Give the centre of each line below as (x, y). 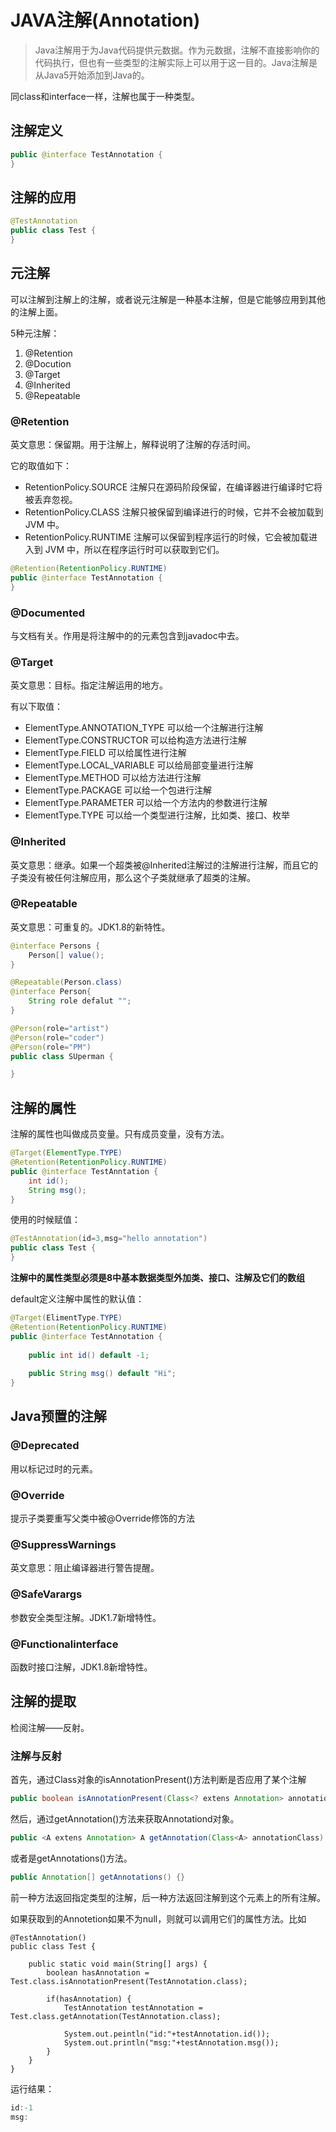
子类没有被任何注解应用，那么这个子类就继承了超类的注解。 (133, 877)
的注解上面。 (36, 312)
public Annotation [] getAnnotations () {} (98, 1877)
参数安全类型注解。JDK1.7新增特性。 (86, 1617)
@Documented (48, 613)
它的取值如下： (41, 466)
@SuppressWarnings (63, 1544)
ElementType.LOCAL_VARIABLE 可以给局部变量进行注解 (139, 765)
